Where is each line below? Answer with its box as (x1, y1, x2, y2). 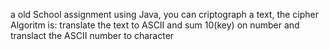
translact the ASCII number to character (10, 30, 175, 41)
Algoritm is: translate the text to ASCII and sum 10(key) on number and (10, 19, 300, 31)
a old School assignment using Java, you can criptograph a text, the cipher (10, 9, 320, 20)
